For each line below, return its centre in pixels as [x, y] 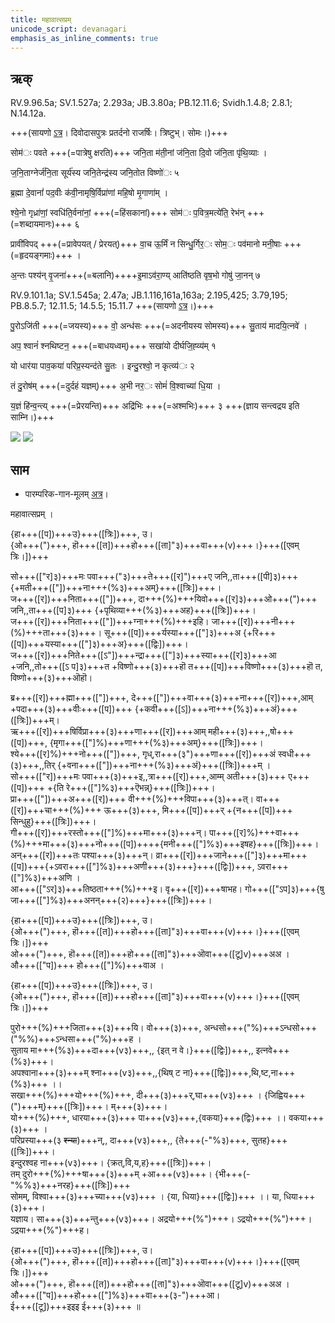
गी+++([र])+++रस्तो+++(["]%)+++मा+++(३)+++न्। [109, 832]
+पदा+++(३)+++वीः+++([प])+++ [71, 709]
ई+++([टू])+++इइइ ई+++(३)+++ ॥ [75, 1306]
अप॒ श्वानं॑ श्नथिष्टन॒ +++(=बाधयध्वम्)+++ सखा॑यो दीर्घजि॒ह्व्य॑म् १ [113, 346]
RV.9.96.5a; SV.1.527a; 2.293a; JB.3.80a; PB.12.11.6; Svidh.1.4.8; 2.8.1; [151, 103]
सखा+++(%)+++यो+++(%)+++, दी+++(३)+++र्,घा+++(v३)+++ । [136, 1095]
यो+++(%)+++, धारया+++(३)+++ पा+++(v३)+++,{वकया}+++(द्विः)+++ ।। [148, 1117]
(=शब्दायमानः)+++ [41, 224]
